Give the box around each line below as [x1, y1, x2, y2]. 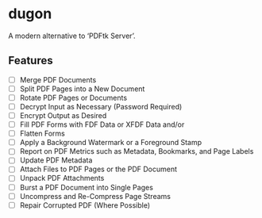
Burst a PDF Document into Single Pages [19, 182, 153, 192]
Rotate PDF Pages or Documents [19, 93, 128, 102]
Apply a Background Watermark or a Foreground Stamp [19, 138, 202, 147]
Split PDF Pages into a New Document [19, 84, 145, 94]
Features [8, 54, 53, 67]
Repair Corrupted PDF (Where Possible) [19, 200, 151, 210]
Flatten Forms [19, 128, 65, 139]
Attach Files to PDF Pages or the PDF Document [19, 164, 177, 174]
